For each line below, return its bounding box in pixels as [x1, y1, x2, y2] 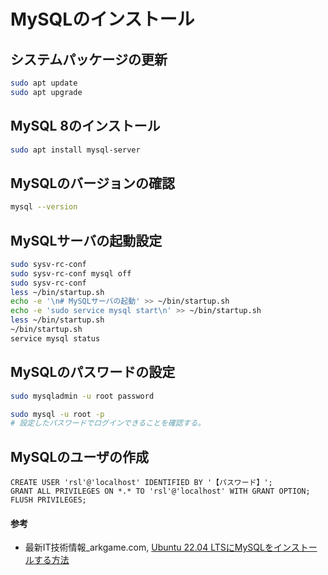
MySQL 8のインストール [10, 118, 161, 135]
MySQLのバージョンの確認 [10, 175, 175, 192]
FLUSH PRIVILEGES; [10, 495, 87, 505]
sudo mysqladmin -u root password [10, 391, 155, 401]
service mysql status [10, 333, 101, 344]
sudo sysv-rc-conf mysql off [10, 268, 132, 279]
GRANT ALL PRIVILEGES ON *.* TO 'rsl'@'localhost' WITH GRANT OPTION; [10, 486, 311, 497]
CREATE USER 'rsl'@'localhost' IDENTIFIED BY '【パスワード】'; [10, 478, 273, 488]
